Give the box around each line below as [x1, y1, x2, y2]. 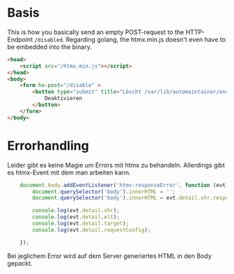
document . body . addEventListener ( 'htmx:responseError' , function [19, 182, 210, 188]
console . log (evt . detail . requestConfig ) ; [32, 226, 151, 234]
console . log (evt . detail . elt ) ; [32, 213, 120, 220]
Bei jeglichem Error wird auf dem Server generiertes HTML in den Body [7, 252, 212, 260]
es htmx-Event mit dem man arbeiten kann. [7, 168, 131, 177]
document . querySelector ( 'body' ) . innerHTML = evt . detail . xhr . [32, 195, 214, 202]
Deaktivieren [44, 95, 82, 102]
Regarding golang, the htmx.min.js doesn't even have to [65, 35, 226, 43]
